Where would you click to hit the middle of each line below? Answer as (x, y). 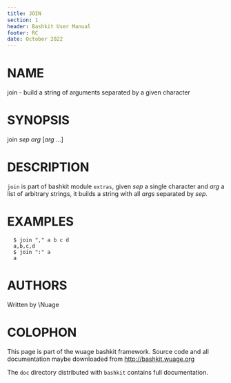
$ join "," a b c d (41, 240)
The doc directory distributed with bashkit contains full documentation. (108, 372)
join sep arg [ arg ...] (36, 139)
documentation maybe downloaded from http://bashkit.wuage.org (101, 359)
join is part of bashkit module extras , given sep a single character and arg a (116, 186)
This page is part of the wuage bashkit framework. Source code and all (108, 351)
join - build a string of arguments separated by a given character (99, 92)
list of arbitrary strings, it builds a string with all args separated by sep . (108, 193)
